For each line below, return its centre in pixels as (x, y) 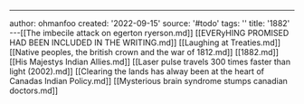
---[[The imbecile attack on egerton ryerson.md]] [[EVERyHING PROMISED (149, 33)
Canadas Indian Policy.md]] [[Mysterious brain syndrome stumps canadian (148, 81)
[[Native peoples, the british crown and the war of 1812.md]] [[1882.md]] (144, 52)
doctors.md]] (34, 90)
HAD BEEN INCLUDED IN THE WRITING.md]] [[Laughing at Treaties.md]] (145, 43)
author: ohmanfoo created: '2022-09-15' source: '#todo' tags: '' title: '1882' (150, 23)
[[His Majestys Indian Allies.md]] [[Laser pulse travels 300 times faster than (150, 61)
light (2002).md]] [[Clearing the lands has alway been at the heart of (137, 71)
